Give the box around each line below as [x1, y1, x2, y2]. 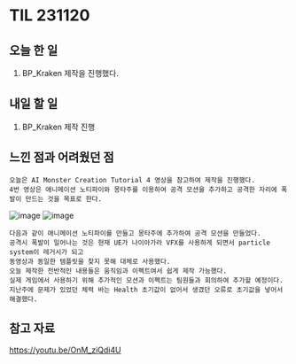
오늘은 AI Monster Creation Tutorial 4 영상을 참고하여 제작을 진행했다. [9, 175, 255, 184]
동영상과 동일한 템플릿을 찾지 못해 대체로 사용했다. [9, 257, 171, 266]
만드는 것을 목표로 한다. [25, 194, 103, 204]
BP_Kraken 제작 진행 [21, 121, 96, 132]
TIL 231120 [9, 5, 90, 26]
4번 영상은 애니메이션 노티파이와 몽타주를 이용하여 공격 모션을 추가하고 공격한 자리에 [9, 185, 277, 194]
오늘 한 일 [9, 43, 58, 58]
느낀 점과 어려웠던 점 [9, 150, 114, 165]
